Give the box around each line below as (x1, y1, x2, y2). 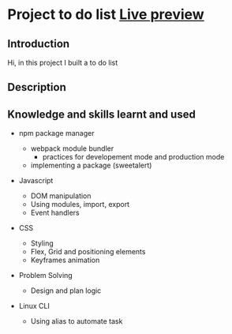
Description (7, 81, 66, 94)
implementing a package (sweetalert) (30, 160, 152, 171)
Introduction (7, 37, 70, 51)
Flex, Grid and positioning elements (30, 247, 146, 257)
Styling (30, 238, 54, 248)
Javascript (18, 176, 54, 186)
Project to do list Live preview (7, 6, 204, 24)
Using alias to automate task (30, 317, 123, 326)
